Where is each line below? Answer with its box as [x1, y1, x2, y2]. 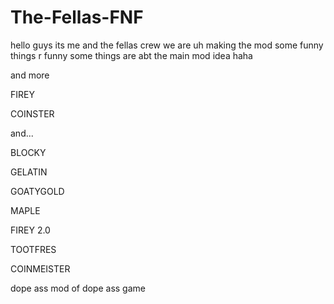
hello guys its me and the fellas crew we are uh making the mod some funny [10, 39, 324, 51]
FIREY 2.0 [10, 224, 51, 236]
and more [10, 69, 50, 81]
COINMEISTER [10, 262, 71, 275]
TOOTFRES [10, 243, 57, 255]
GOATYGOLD [10, 185, 65, 197]
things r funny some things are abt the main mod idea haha [10, 49, 253, 61]
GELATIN [10, 166, 48, 178]
